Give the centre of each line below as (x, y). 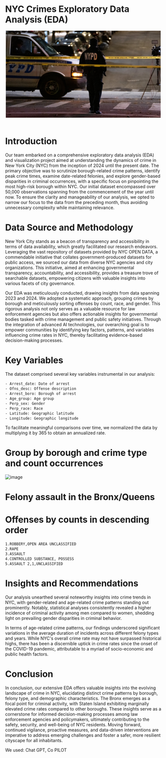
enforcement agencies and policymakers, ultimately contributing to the (77, 719)
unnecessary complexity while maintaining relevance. (60, 208)
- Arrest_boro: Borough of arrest (41, 394)
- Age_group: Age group (30, 399)
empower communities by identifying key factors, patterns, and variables (80, 330)
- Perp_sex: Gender (25, 404)
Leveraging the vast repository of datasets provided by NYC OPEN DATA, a (82, 252)
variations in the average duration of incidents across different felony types (82, 633)
